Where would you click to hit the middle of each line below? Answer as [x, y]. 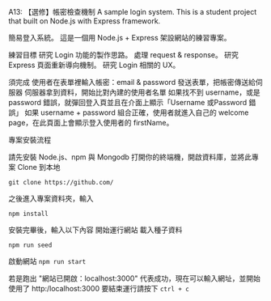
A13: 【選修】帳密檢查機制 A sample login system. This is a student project [133, 12]
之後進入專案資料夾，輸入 [51, 198]
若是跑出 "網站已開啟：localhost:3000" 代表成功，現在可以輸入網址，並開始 [134, 278]
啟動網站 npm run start [47, 261]
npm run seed [30, 245]
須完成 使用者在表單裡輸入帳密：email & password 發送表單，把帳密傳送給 [132, 82]
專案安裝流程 [30, 140]
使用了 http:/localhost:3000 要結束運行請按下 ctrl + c [99, 288]
